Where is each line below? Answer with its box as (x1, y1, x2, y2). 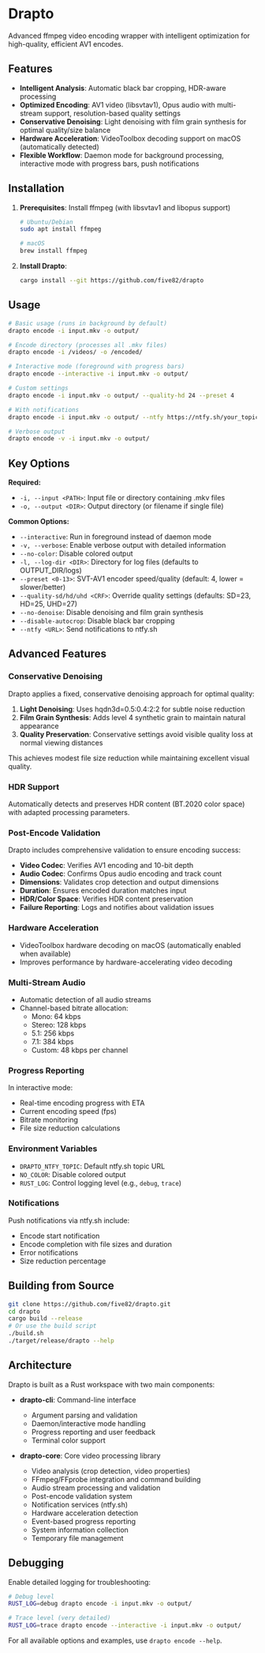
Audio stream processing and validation (31, 1483, 161, 1493)
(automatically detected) (19, 142, 100, 151)
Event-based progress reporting (31, 1516, 136, 1526)
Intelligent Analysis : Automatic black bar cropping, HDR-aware (19, 83, 226, 92)
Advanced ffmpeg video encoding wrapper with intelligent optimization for (8, 31, 251, 40)
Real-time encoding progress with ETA (19, 1098, 145, 1108)
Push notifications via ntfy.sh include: (8, 1215, 130, 1225)
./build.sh (8, 1330, 44, 1338)
